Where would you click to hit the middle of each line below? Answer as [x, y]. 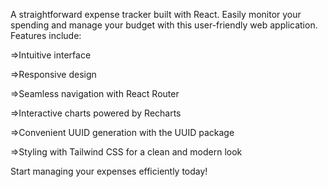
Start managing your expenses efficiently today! [109, 171]
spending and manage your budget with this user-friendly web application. [164, 25]
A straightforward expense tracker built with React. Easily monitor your [156, 14]
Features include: [46, 35]
